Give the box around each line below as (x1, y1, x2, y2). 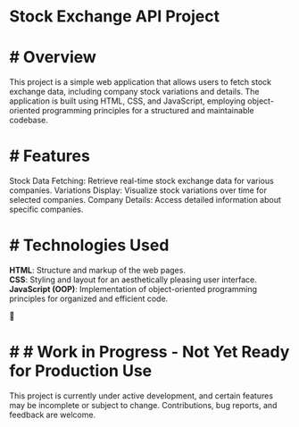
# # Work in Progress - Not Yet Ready (9, 342, 290, 363)
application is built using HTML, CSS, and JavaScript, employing (9, 96, 245, 106)
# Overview (9, 47, 96, 68)
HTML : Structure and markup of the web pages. (9, 265, 186, 275)
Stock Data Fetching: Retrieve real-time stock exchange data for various (9, 176, 274, 187)
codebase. (9, 114, 49, 126)
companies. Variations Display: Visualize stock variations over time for (9, 185, 268, 196)
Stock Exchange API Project (9, 6, 220, 27)
